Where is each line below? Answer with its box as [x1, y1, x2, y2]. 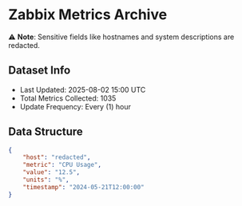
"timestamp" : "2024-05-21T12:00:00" [22, 183, 145, 191]
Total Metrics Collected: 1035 [19, 93, 117, 103]
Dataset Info [8, 64, 71, 77]
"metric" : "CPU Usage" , [22, 161, 102, 169]
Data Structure [8, 125, 84, 139]
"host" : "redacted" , [22, 153, 91, 161]
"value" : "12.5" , [22, 168, 81, 176]
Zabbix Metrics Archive [8, 6, 168, 24]
